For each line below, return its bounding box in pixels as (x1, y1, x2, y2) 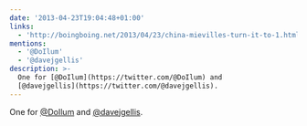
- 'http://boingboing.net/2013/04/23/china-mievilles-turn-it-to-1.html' (17, 30, 304, 39)
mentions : (9, 38, 48, 48)
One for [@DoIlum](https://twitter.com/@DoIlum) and (17, 73, 223, 82)
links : (9, 22, 35, 31)
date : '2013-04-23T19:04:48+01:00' (9, 13, 145, 23)
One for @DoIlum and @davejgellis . (9, 106, 143, 117)
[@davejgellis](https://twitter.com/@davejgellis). (17, 81, 219, 90)
